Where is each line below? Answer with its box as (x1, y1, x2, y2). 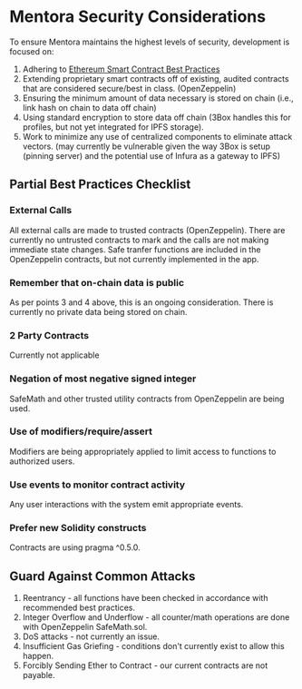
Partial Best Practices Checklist (9, 177, 191, 192)
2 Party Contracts (9, 329, 90, 341)
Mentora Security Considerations (9, 6, 266, 27)
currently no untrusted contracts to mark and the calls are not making (9, 234, 269, 245)
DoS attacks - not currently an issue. (22, 631, 161, 642)
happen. (22, 651, 54, 662)
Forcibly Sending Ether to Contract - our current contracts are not (22, 660, 268, 671)
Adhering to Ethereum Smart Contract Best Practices (22, 64, 220, 74)
